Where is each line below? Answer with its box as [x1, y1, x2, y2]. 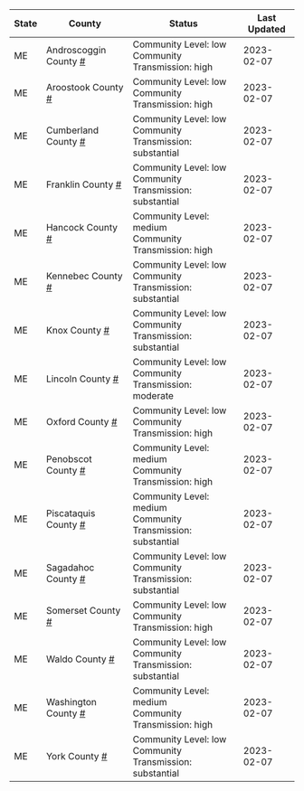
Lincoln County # [45, 372, 119, 385]
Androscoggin [45, 44, 107, 56]
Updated [247, 23, 287, 35]
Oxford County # [45, 416, 118, 428]
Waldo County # [45, 653, 115, 665]
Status [168, 17, 198, 30]
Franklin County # [45, 178, 122, 191]
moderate [132, 390, 175, 401]
